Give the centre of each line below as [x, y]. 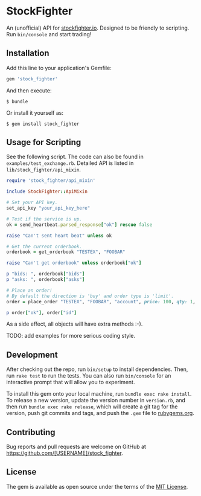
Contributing [31, 432]
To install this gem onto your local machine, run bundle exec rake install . [99, 394]
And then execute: [29, 90]
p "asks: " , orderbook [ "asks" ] [46, 280]
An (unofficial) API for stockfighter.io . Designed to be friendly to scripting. [98, 28]
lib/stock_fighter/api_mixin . [44, 170]
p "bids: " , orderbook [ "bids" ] [46, 274]
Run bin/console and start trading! [49, 34]
